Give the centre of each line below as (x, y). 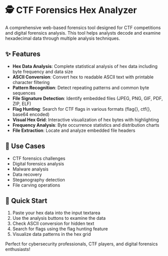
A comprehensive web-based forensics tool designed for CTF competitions (83, 27)
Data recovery (27, 174)
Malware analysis (30, 169)
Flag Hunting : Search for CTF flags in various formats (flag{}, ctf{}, (82, 109)
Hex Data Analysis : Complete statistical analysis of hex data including (85, 66)
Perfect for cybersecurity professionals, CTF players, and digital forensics (81, 244)
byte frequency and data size (43, 71)
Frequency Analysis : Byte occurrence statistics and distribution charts (86, 125)
